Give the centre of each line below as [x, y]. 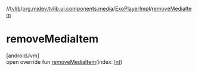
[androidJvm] [23, 55]
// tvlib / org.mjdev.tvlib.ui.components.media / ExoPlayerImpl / [79, 9]
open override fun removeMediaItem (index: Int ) [64, 61]
